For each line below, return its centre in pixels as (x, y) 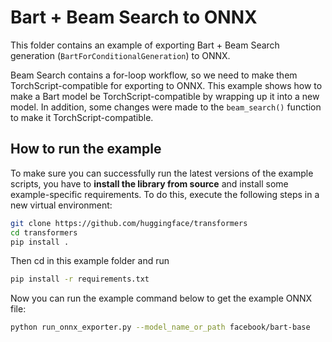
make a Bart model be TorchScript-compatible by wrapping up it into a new (165, 96)
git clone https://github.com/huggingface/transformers (129, 223)
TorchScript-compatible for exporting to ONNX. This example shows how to (166, 85)
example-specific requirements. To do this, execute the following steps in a (165, 194)
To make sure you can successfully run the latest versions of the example (162, 173)
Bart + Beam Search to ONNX (134, 17)
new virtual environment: (61, 205)
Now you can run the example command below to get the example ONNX (161, 298)
